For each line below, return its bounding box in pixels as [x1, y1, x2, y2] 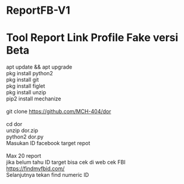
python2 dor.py [6, 133, 43, 140]
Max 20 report [6, 152, 42, 160]
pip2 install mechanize [6, 95, 61, 102]
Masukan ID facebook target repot [6, 140, 91, 147]
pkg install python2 [6, 70, 54, 77]
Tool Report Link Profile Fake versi [6, 31, 179, 45]
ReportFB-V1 [6, 4, 70, 17]
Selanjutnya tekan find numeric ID [6, 171, 89, 179]
